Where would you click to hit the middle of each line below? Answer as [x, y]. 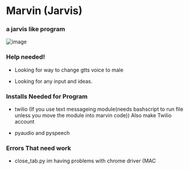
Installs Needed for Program [47, 96]
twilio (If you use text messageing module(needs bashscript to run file [99, 109]
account [25, 122]
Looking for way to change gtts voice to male [69, 70]
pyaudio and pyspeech [42, 133]
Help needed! [26, 57]
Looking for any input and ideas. [53, 81]
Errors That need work [39, 148]
